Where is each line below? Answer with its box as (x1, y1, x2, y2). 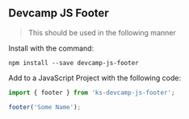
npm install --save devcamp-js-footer (8, 59, 139, 67)
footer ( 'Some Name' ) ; (8, 103, 82, 111)
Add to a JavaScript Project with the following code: (8, 72, 182, 83)
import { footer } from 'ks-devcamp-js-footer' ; (8, 88, 175, 96)
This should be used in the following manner (27, 27, 176, 37)
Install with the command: (8, 43, 94, 53)
